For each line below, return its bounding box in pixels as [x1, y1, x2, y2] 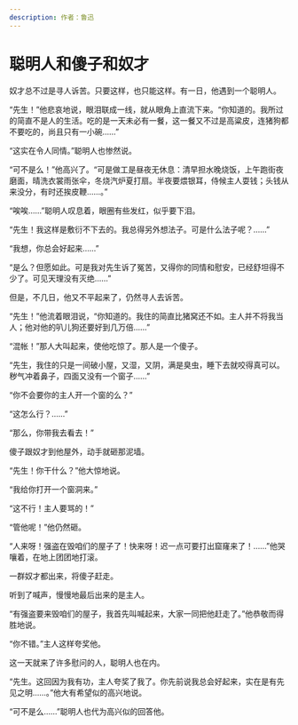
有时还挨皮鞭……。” [39, 186, 108, 196]
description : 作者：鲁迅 [9, 12, 95, 22]
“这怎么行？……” [9, 408, 68, 418]
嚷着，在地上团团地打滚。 [9, 552, 103, 562]
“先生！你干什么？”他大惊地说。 [9, 465, 126, 475]
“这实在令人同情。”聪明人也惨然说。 [9, 145, 137, 155]
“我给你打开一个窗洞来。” [9, 483, 98, 494]
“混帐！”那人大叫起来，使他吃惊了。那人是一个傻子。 [9, 340, 203, 351]
